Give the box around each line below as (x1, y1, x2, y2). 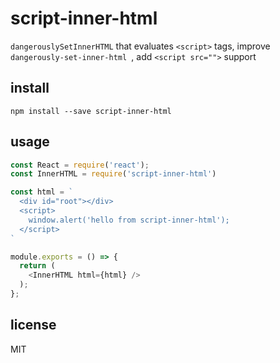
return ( (19, 261, 56, 271)
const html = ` (10, 187, 74, 197)
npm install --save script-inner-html (10, 106, 172, 116)
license (10, 317, 57, 334)
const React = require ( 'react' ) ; (10, 160, 150, 170)
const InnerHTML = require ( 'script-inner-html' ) (10, 169, 217, 179)
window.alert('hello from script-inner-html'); (28, 215, 230, 225)
